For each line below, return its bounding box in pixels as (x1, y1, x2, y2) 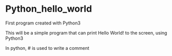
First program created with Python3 (5, 20, 81, 26)
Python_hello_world (5, 3, 92, 15)
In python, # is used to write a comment (5, 45, 90, 51)
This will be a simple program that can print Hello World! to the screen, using (5, 30, 167, 36)
